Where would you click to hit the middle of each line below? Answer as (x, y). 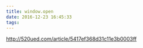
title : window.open (30, 11)
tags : (13, 22)
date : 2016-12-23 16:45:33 (39, 17)
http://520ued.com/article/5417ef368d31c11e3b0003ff (71, 39)
